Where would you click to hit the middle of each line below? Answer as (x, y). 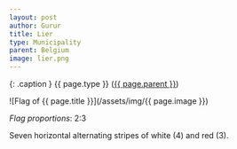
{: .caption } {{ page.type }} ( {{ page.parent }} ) (94, 84)
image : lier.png (39, 59)
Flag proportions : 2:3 (48, 118)
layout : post (33, 17)
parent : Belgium (39, 51)
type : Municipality (45, 42)
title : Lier (31, 34)
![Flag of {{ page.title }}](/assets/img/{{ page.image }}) (109, 101)
